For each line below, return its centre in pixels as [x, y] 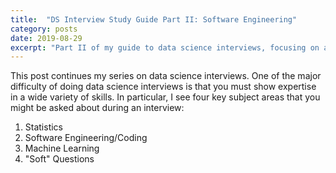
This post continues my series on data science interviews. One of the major [166, 76]
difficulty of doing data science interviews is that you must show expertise [163, 87]
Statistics [44, 127]
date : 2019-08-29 [46, 38]
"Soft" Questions [59, 159]
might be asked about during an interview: [97, 108]
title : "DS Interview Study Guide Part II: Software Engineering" [154, 19]
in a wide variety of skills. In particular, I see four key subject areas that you [165, 97]
